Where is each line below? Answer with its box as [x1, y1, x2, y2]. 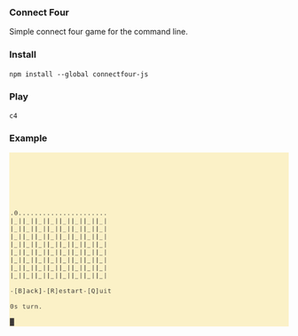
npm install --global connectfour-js [9, 69, 149, 79]
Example [9, 131, 48, 144]
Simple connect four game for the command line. [9, 27, 188, 37]
